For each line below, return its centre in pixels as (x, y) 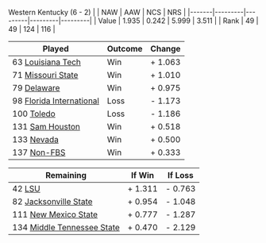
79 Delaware (36, 88)
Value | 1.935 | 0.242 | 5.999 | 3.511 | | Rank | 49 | (178, 21)
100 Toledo (34, 114)
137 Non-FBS (39, 152)
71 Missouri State (45, 75)
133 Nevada (36, 139)
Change (166, 49)
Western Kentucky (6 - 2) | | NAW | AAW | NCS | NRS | (97, 12)
